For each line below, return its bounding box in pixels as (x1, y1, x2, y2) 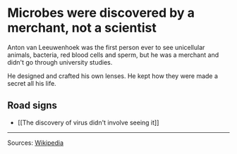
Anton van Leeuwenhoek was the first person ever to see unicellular (7, 43, 205, 51)
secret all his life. (7, 79, 56, 87)
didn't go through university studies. (7, 58, 113, 66)
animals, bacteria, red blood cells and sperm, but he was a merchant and (7, 51, 219, 59)
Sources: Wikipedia (7, 139, 64, 147)
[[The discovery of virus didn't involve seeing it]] (17, 118, 159, 127)
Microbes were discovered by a (7, 5, 195, 21)
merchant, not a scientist (7, 20, 157, 36)
